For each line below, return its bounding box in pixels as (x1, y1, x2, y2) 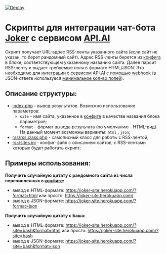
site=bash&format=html (12, 227, 61, 233)
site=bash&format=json (12, 243, 60, 249)
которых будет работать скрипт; (12, 145, 81, 151)
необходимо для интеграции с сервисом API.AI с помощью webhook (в (5, 70, 157, 76)
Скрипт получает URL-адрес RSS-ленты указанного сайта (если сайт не (5, 49, 158, 54)
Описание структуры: (5, 90, 78, 98)
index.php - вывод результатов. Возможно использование (12, 102, 136, 108)
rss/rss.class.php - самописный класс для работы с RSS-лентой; (12, 134, 149, 140)
